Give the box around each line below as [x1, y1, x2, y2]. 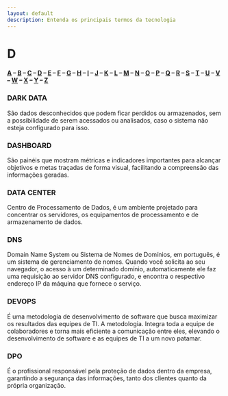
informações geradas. [7, 171, 70, 179]
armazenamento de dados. [7, 218, 84, 226]
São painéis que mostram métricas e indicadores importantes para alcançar [7, 156, 221, 164]
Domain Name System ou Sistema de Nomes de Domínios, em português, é [7, 251, 220, 259]
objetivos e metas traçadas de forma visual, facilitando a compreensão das [7, 163, 219, 171]
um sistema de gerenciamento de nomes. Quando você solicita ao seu [7, 258, 205, 266]
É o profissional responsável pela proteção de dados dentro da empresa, [7, 367, 212, 375]
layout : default [7, 10, 53, 17]
